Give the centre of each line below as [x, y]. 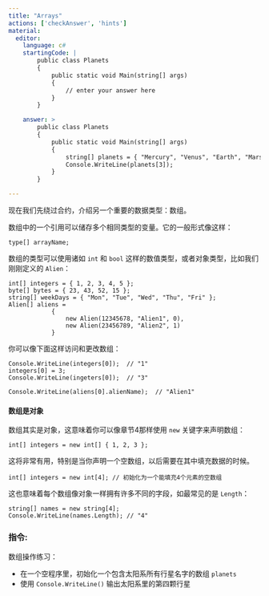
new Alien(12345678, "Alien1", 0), [124, 318]
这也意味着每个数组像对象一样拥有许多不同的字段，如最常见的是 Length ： [129, 493]
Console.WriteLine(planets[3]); [119, 164]
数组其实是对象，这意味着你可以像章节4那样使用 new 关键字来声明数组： [127, 430]
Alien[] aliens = [37, 305]
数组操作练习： [33, 556]
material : [25, 30]
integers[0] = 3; [37, 371]
